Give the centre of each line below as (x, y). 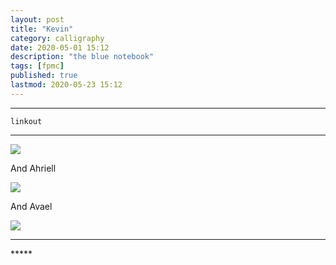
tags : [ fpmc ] (37, 66)
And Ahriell (33, 168)
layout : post (37, 19)
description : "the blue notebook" (82, 57)
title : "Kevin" (42, 29)
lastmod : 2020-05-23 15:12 (66, 85)
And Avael (31, 206)
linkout (26, 121)
